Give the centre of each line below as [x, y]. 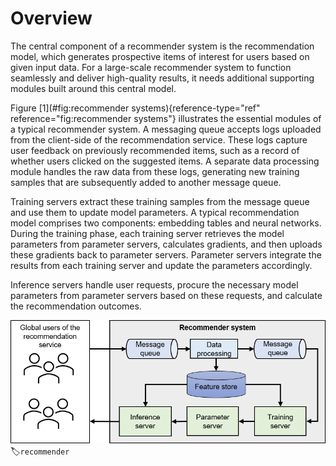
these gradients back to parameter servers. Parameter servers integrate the [166, 254]
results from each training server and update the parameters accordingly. [161, 265]
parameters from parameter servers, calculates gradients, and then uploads [166, 244]
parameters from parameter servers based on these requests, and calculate [166, 295]
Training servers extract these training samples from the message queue [160, 201]
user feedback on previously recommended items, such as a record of [155, 150]
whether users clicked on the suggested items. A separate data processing [165, 161]
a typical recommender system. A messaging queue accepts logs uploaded [166, 129]
